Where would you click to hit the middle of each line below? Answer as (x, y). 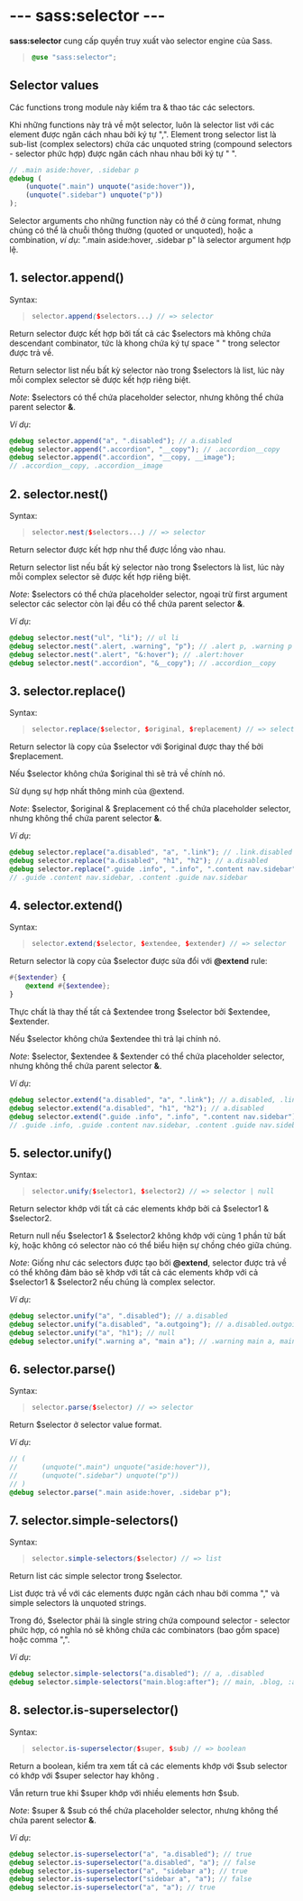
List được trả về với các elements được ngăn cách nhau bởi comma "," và (145, 1593)
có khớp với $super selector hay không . (84, 1776)
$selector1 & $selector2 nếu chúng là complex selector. (113, 1282)
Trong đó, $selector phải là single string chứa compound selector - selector (150, 1620)
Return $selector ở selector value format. (86, 1425)
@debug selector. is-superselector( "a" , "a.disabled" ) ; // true (131, 1854)
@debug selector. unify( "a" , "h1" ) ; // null (92, 1332)
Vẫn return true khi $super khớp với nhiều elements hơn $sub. (124, 1793)
